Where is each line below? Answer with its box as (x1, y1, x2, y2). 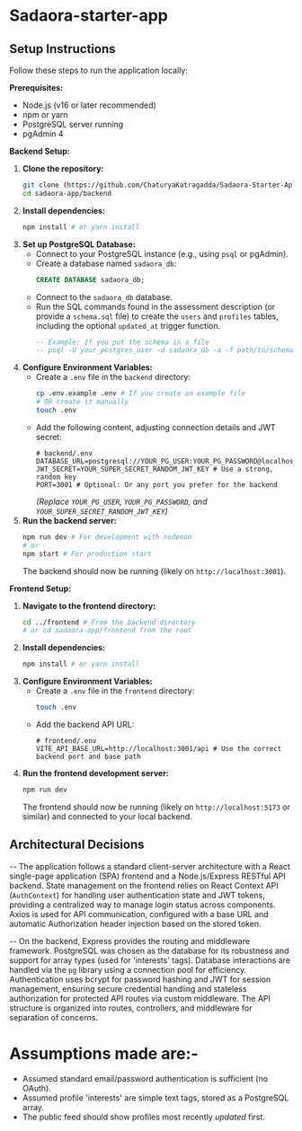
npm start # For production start (22, 549, 152, 558)
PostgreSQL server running (22, 119, 124, 129)
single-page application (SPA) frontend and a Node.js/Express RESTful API (9, 870, 286, 881)
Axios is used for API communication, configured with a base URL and (9, 908, 269, 919)
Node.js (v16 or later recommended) (22, 100, 157, 110)
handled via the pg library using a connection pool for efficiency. (9, 964, 247, 975)
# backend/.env (35, 448, 93, 458)
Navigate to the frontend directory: (22, 600, 156, 611)
